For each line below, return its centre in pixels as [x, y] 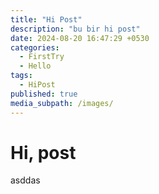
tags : [21, 76]
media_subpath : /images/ [62, 103]
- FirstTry [42, 57]
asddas [25, 180]
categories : [35, 47]
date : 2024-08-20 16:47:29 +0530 [80, 38]
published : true [44, 94]
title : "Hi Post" [46, 19]
